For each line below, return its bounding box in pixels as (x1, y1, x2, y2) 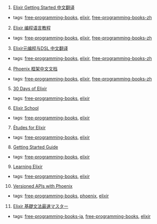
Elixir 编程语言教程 (13, 25, 51, 31)
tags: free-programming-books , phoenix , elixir (13, 193, 109, 199)
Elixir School (13, 105, 39, 111)
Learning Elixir (13, 164, 43, 170)
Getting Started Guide (13, 144, 58, 150)
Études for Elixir (13, 125, 46, 130)
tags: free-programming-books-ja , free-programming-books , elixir (13, 213, 151, 219)
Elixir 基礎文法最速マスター (13, 203, 69, 209)
